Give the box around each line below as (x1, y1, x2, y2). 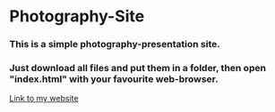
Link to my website (9, 93, 79, 104)
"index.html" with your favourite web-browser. (9, 73, 219, 85)
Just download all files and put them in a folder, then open (9, 62, 267, 75)
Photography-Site (9, 6, 145, 27)
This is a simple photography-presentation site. (9, 38, 221, 51)
